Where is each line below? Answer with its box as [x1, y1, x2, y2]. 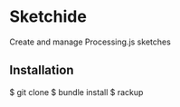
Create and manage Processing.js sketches [9, 36, 172, 47]
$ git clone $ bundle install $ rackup [9, 86, 144, 97]
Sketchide [9, 6, 88, 27]
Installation [9, 63, 74, 78]
